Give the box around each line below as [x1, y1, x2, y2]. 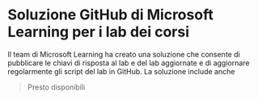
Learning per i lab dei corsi [7, 23, 189, 41]
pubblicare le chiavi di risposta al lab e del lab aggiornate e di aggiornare [7, 58, 250, 68]
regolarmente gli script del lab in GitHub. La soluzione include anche [7, 66, 235, 76]
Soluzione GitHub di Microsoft [7, 6, 214, 24]
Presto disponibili [27, 82, 86, 92]
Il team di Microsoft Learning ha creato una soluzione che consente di [7, 49, 240, 59]
